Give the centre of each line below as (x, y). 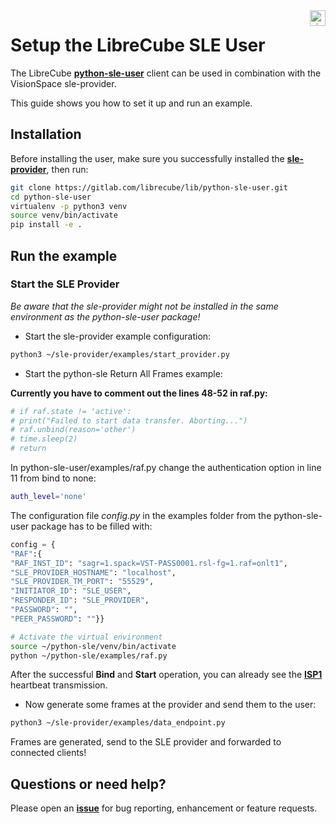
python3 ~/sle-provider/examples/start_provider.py (120, 354)
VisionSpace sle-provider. (63, 83)
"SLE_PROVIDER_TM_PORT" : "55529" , (82, 582)
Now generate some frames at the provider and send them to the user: (170, 705)
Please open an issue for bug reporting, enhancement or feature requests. (164, 808)
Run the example (64, 255)
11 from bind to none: (53, 478)
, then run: (67, 169)
